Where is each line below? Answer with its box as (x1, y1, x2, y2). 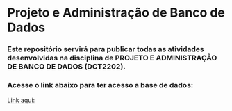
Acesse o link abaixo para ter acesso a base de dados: (7, 80, 194, 90)
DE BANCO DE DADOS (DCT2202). (7, 62, 126, 71)
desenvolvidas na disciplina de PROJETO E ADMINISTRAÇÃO (7, 53, 217, 63)
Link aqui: (7, 96, 35, 105)
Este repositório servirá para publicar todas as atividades (7, 44, 205, 54)
